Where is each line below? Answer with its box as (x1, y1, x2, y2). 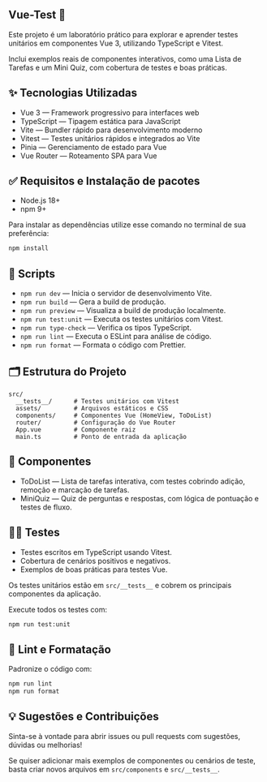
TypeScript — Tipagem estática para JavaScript (19, 116, 181, 126)
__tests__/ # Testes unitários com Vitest (15, 397, 180, 406)
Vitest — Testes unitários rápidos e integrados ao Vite (19, 133, 200, 143)
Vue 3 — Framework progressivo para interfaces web (19, 107, 200, 118)
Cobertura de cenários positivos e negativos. (19, 556, 171, 565)
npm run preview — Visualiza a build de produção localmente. (19, 306, 226, 316)
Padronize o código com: (8, 664, 93, 674)
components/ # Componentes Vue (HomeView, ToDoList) (15, 411, 213, 419)
